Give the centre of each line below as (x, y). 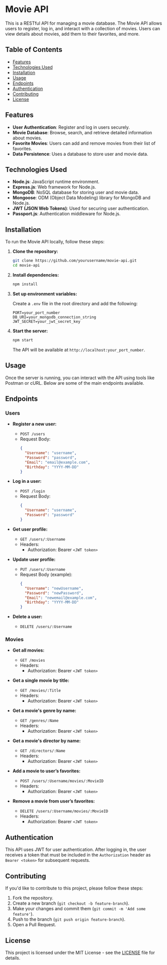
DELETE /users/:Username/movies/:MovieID (64, 811)
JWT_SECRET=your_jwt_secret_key (46, 321)
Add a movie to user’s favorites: (46, 771)
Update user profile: (34, 559)
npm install (25, 284)
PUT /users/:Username (43, 569)
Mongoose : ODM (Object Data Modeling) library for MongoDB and (81, 198)
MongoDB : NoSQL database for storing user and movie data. (76, 193)
